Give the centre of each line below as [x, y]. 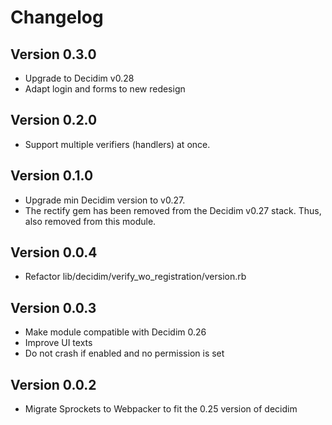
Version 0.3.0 [53, 54]
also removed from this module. [90, 221]
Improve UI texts [58, 343]
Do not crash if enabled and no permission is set [124, 353]
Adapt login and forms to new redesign [105, 89]
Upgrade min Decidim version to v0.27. [105, 200]
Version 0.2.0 [54, 120]
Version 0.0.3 [53, 307]
